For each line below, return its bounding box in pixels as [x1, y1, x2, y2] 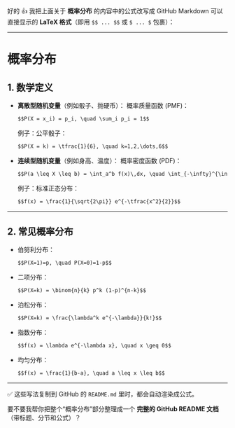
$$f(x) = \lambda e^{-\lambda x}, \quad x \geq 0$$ [17, 342, 171, 349]
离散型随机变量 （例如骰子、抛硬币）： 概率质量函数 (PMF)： [17, 102, 189, 109]
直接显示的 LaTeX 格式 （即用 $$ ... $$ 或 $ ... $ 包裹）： [7, 18, 175, 26]
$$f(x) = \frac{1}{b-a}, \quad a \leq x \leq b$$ [17, 369, 166, 377]
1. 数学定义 [7, 81, 54, 93]
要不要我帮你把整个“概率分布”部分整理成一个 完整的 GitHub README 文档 [7, 404, 219, 413]
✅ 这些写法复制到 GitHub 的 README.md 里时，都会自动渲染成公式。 [7, 389, 198, 398]
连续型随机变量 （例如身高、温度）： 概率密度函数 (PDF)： [17, 156, 182, 165]
